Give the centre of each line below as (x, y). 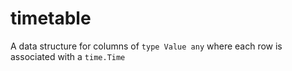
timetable (51, 18)
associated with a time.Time (68, 56)
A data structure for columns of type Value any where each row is (146, 46)
